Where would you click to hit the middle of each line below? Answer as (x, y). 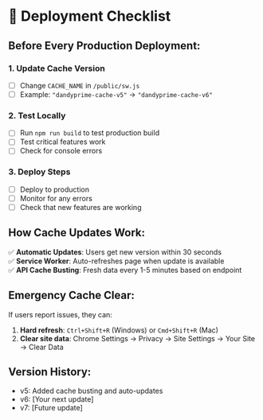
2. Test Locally (37, 115)
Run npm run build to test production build (90, 133)
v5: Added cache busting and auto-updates (91, 391)
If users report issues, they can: (61, 314)
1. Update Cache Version (57, 68)
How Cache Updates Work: (77, 233)
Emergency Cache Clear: (72, 296)
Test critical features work (63, 142)
